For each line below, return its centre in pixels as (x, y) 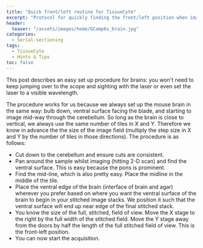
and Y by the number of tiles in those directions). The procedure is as (93, 136)
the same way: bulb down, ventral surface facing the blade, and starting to (99, 111)
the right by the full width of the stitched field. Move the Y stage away (102, 219)
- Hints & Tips (31, 57)
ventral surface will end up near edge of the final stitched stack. (95, 206)
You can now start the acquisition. (57, 238)
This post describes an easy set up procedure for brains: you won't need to (100, 80)
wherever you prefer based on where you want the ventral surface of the (105, 193)
